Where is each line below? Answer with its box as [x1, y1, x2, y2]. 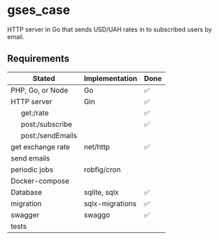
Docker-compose [10, 176, 70, 186]
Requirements [7, 53, 70, 65]
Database [10, 187, 42, 197]
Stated [32, 73, 56, 83]
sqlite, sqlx [83, 187, 120, 197]
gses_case [7, 2, 71, 18]
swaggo [83, 210, 111, 220]
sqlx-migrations [83, 198, 137, 208]
